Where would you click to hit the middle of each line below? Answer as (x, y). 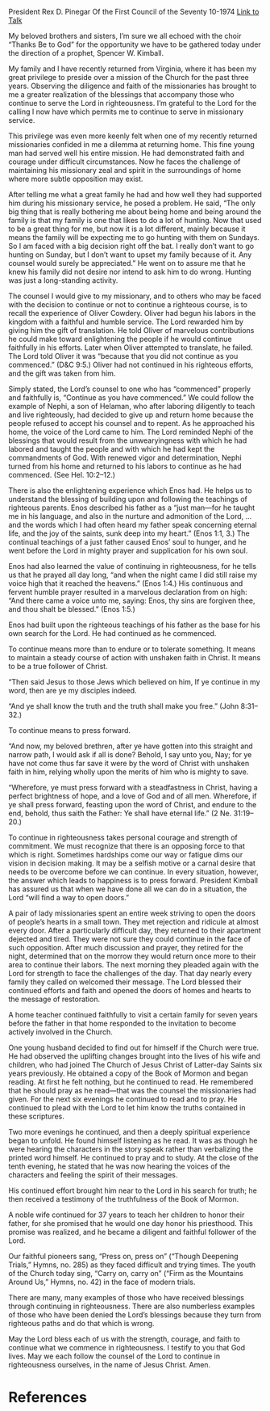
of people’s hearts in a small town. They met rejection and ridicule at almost (134, 922)
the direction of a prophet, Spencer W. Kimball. (86, 53)
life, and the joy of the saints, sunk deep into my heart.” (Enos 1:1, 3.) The (129, 533)
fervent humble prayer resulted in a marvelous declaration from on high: (128, 592)
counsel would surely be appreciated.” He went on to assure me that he (127, 263)
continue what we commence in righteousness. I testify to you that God (127, 1348)
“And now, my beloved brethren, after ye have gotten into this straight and (131, 746)
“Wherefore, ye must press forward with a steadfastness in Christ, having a (133, 788)
